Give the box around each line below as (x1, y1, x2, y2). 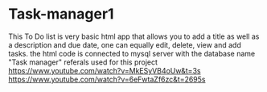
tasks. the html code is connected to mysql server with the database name (8, 48, 256, 58)
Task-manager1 (8, 5, 114, 23)
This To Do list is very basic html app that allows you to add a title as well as (8, 31, 260, 41)
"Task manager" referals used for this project (8, 57, 158, 67)
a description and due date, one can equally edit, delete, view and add (8, 40, 241, 49)
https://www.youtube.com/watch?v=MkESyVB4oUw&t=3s (8, 65, 201, 75)
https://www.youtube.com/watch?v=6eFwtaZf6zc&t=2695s (8, 74, 206, 84)
